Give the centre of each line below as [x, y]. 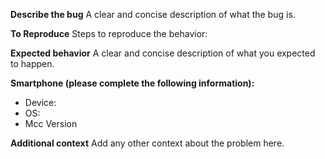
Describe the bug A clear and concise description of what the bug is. [153, 14]
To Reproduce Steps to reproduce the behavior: [109, 33]
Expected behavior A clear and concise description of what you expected [163, 53]
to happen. [32, 63]
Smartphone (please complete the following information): [132, 83]
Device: [40, 102]
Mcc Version [51, 123]
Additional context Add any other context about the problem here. [147, 143]
